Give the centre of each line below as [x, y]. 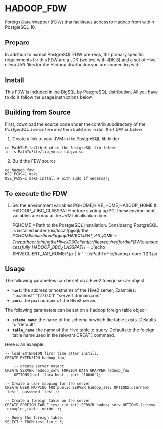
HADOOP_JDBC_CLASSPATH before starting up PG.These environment [83, 211]
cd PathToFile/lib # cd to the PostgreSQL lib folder [61, 148]
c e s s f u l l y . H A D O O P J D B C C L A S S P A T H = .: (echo [59, 247]
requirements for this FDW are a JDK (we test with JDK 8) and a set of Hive [80, 60]
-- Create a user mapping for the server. [49, 383]
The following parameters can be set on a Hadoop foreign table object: [76, 310]
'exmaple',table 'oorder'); [34, 409]
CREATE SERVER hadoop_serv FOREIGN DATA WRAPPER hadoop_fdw [67, 370]
